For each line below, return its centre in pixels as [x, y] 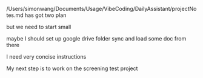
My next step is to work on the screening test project [72, 68]
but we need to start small [39, 27]
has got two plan [45, 15]
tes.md [15, 15]
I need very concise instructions [46, 57]
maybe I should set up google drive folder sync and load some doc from [96, 38]
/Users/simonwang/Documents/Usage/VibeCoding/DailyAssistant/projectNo [101, 9]
